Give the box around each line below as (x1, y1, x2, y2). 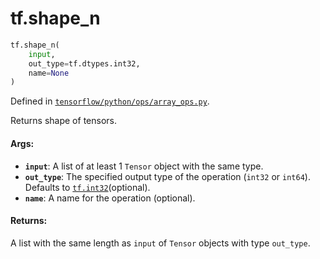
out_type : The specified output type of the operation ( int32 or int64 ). (24, 170, 311, 182)
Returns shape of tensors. (10, 115, 117, 127)
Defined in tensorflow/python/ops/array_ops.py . (10, 95, 210, 107)
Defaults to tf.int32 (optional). (24, 181, 151, 193)
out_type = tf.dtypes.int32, (28, 58, 141, 69)
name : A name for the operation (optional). (24, 192, 196, 204)
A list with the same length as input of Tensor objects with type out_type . (10, 237, 311, 249)
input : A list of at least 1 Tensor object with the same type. (24, 160, 264, 172)
